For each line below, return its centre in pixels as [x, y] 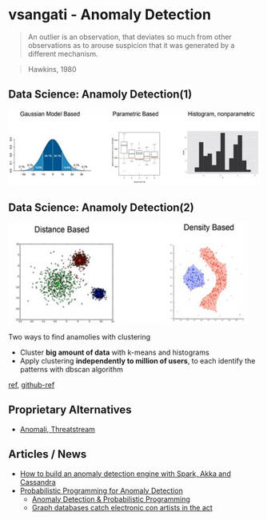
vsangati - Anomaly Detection [110, 15]
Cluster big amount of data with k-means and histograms [114, 352]
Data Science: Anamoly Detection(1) [100, 95]
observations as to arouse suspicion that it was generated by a [131, 45]
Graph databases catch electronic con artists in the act [122, 507]
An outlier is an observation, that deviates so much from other [130, 37]
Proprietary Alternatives [70, 410]
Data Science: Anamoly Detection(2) [101, 207]
